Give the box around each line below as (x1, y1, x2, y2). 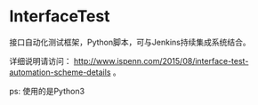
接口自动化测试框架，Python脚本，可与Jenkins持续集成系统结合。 (9, 36, 251, 47)
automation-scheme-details (9, 67, 111, 77)
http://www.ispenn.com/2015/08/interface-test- (73, 55, 249, 66)
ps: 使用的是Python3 (9, 85, 85, 96)
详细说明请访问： (9, 55, 72, 66)
